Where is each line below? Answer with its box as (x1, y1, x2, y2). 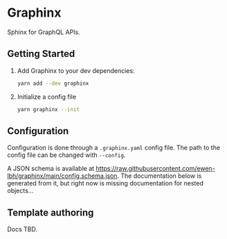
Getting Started (7, 48, 75, 60)
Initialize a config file (17, 92, 77, 101)
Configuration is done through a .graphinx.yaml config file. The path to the (7, 144, 220, 152)
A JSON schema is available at (7, 165, 95, 173)
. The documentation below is (117, 172, 202, 180)
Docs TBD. (7, 225, 38, 233)
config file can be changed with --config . (7, 151, 126, 159)
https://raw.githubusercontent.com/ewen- (96, 165, 216, 173)
